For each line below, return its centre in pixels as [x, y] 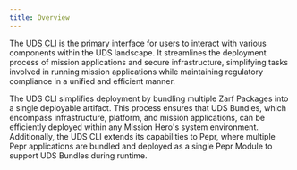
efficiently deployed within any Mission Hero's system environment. [134, 127]
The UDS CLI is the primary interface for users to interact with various [138, 43]
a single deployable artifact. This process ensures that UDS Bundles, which [148, 107]
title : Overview [39, 17]
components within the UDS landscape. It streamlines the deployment [138, 52]
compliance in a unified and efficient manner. [93, 81]
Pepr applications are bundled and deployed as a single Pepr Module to [141, 146]
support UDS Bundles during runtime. [78, 155]
